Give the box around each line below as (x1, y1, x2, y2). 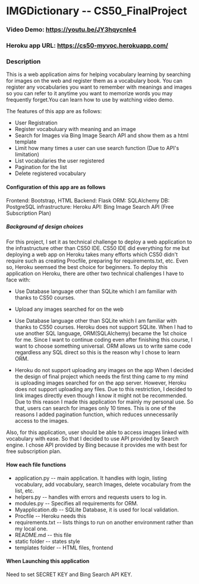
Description (6, 57, 41, 65)
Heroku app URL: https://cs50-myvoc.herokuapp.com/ (6, 42, 168, 50)
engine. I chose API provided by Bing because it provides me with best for (6, 441, 188, 448)
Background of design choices (6, 223, 84, 230)
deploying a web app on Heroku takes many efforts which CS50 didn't (6, 251, 178, 258)
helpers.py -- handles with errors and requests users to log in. (14, 493, 168, 501)
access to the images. (14, 417, 69, 424)
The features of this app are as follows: (6, 108, 102, 115)
